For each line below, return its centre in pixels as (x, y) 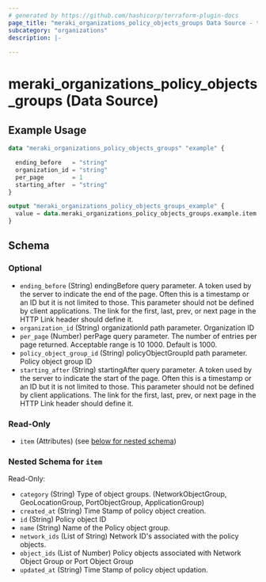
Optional (25, 268)
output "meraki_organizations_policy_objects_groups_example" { (116, 207)
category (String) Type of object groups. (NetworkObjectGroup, (123, 494)
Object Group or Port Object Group (76, 561)
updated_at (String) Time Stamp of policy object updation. (114, 570)
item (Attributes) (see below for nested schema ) (98, 441)
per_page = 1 (49, 177)
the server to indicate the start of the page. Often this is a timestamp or (135, 378)
